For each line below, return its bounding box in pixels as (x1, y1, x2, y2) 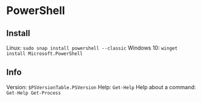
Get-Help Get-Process (6, 90, 61, 96)
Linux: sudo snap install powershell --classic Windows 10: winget (6, 44, 178, 51)
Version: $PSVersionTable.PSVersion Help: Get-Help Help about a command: (6, 83, 197, 90)
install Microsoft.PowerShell (6, 51, 83, 57)
